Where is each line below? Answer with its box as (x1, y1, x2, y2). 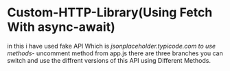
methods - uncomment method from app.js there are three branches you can (7, 49, 223, 57)
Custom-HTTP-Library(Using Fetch (7, 5, 213, 20)
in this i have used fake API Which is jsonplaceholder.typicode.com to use (7, 42, 216, 50)
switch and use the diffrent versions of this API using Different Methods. (7, 56, 211, 64)
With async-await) (7, 19, 115, 35)
